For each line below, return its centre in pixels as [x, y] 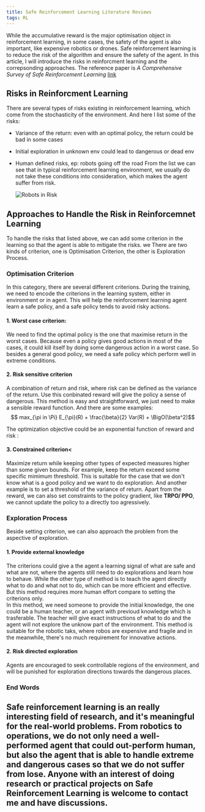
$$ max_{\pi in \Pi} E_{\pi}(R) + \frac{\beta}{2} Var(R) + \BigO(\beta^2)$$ [103, 417]
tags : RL [17, 18]
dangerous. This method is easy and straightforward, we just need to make [101, 401]
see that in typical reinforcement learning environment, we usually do [102, 170]
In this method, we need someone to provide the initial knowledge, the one [100, 605]
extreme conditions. [32, 360]
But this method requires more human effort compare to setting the [91, 591]
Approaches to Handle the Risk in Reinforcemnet [101, 214]
